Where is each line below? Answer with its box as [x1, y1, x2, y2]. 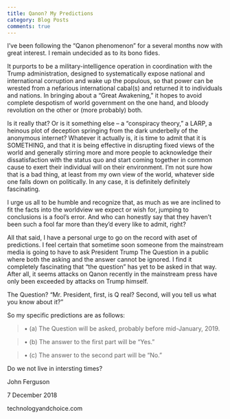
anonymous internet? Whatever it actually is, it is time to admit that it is [7, 134, 207, 142]
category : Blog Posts [7, 16, 69, 23]
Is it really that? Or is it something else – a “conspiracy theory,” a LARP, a [7, 120, 213, 128]
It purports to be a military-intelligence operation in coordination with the [7, 63, 213, 71]
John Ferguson [7, 378, 50, 386]
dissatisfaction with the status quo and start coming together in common [7, 156, 213, 164]
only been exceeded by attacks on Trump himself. [7, 278, 149, 286]
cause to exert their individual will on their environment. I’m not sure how [7, 163, 213, 172]
